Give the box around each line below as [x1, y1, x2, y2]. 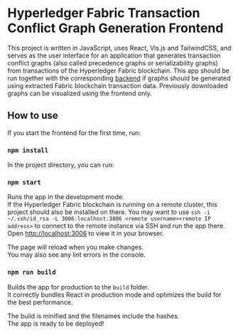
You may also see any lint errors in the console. [7, 250, 146, 259]
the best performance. [7, 297, 73, 307]
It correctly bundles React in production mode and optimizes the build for [7, 290, 222, 299]
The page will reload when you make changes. [7, 243, 144, 252]
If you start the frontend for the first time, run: [7, 128, 141, 137]
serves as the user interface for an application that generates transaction [7, 51, 222, 60]
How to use [7, 110, 58, 122]
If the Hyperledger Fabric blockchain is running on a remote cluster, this [7, 201, 218, 209]
